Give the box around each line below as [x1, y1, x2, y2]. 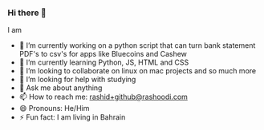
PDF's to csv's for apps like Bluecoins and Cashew [18, 49, 188, 59]
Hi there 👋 [7, 7, 47, 18]
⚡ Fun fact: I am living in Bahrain [18, 112, 126, 122]
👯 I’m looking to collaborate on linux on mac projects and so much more [18, 66, 257, 76]
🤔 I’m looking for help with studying [18, 75, 136, 85]
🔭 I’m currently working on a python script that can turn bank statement [18, 41, 256, 50]
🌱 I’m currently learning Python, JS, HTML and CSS [18, 57, 189, 67]
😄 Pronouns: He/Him [18, 104, 90, 113]
